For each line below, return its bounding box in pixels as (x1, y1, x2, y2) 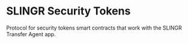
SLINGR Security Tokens (6, 4, 131, 18)
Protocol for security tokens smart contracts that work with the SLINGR (6, 24, 182, 31)
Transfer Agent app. (6, 30, 56, 37)
